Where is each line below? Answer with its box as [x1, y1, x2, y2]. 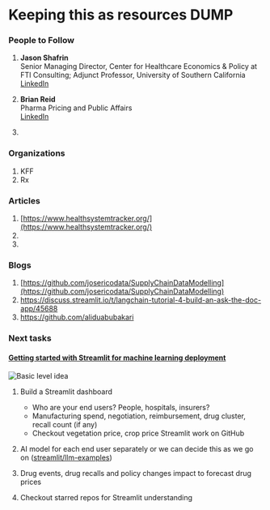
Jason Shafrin [19, 53, 69, 62]
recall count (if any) [32, 419, 98, 429]
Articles [8, 195, 40, 206]
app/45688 [19, 304, 58, 314]
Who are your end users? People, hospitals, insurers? [32, 402, 210, 412]
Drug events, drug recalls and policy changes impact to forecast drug [19, 468, 252, 478]
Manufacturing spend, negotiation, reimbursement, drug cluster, [32, 411, 247, 421]
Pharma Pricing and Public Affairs [19, 103, 133, 113]
